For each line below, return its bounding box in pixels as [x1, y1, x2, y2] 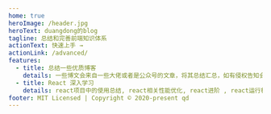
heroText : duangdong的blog [8, 26, 98, 35]
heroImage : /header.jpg [8, 19, 89, 27]
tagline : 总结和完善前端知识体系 [8, 34, 107, 43]
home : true [8, 11, 45, 20]
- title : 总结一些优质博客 [15, 64, 97, 72]
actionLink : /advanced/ [8, 49, 89, 57]
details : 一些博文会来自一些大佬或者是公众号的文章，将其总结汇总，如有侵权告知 [23, 71, 260, 79]
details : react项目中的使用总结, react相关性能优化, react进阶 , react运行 [23, 86, 261, 95]
